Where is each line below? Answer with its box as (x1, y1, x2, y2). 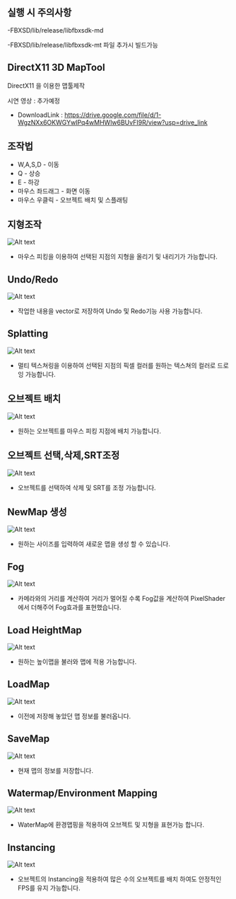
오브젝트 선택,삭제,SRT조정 (7, 449, 120, 462)
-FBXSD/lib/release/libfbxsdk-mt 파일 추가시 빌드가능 (7, 40, 159, 49)
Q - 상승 (17, 169, 41, 178)
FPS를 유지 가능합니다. (17, 884, 81, 893)
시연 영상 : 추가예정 (7, 96, 60, 105)
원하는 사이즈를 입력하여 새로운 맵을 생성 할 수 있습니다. (17, 540, 171, 548)
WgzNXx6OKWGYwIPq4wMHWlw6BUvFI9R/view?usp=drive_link (17, 118, 208, 126)
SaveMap (7, 733, 50, 745)
